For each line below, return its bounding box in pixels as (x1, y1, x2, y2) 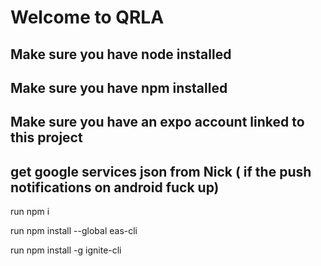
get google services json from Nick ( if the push (10, 163, 312, 180)
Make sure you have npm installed (10, 79, 228, 96)
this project (10, 129, 83, 146)
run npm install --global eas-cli (10, 225, 138, 237)
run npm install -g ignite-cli (10, 244, 122, 256)
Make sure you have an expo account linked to (10, 114, 305, 131)
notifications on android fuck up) (10, 179, 220, 196)
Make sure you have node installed (10, 46, 232, 63)
